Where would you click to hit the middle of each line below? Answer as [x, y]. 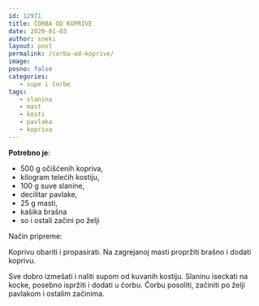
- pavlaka [36, 122]
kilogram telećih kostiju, [60, 177]
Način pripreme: [35, 236]
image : [19, 62]
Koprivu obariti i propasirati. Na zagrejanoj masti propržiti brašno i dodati [130, 251]
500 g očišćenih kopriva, [62, 168]
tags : [17, 92]
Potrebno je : [29, 152]
